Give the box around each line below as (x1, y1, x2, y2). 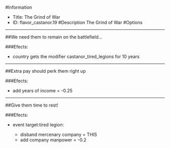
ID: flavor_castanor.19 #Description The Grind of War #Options (12, 20, 143, 25)
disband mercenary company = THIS (20, 131, 97, 137)
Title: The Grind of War (12, 14, 61, 20)
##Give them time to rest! (5, 102, 58, 108)
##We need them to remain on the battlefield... (5, 34, 103, 40)
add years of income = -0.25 (12, 88, 73, 93)
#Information (5, 5, 32, 10)
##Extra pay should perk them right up (5, 68, 86, 74)
